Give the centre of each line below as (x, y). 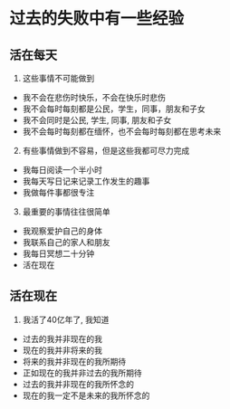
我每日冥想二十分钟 (58, 253)
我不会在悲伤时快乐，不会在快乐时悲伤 (94, 97)
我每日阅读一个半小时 (62, 170)
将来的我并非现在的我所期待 (74, 361)
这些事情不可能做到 (58, 78)
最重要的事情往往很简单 (66, 212)
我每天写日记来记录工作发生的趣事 (86, 181)
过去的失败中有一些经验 (97, 19)
